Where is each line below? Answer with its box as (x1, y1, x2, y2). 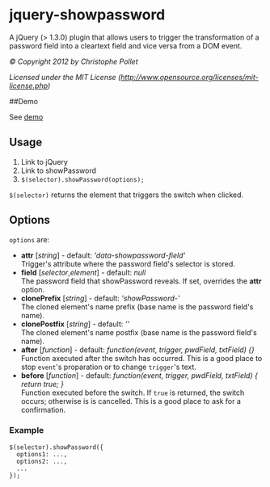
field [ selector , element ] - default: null (20, 267, 146, 277)
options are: (9, 234, 50, 244)
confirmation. (20, 405, 66, 414)
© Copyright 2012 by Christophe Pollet (9, 57, 138, 66)
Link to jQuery (20, 157, 68, 166)
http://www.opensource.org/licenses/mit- (120, 72, 259, 82)
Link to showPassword (20, 166, 96, 175)
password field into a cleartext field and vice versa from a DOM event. (9, 40, 243, 50)
